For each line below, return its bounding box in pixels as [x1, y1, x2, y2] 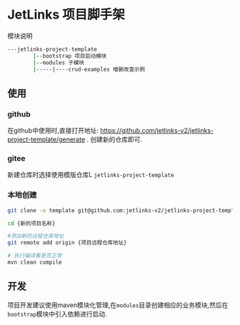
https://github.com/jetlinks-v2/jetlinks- [99, 126, 214, 135]
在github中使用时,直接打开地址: [7, 126, 99, 135]
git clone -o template [7, 206, 75, 214]
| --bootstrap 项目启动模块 [33, 52, 107, 59]
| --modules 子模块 [33, 59, 84, 66]
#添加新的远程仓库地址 [7, 233, 64, 240]
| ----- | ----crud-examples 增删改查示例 [33, 66, 145, 73]
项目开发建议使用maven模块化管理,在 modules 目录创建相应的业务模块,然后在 [7, 301, 229, 309]
